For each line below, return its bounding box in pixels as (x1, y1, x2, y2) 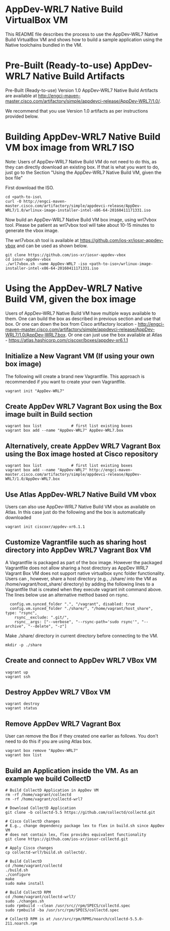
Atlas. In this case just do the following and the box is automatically (5, 509, 146, 515)
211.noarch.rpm (5, 921, 38, 926)
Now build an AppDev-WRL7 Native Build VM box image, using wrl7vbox (5, 217, 157, 223)
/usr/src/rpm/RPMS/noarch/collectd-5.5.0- (53, 917, 144, 922)
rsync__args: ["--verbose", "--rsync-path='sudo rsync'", (14, 619, 140, 625)
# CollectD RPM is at (5, 917, 51, 922)
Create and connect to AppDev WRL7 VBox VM (5, 656, 157, 665)
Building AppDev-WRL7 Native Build (5, 131, 161, 143)
